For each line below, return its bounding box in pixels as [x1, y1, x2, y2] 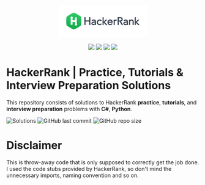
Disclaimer [6, 139, 62, 153]
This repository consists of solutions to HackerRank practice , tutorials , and [6, 98, 197, 106]
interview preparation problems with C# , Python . [6, 105, 133, 112]
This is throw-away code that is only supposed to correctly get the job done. [6, 158, 199, 166]
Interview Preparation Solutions [6, 79, 171, 93]
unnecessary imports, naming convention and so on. [6, 172, 139, 179]
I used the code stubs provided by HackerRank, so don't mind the [6, 165, 172, 172]
